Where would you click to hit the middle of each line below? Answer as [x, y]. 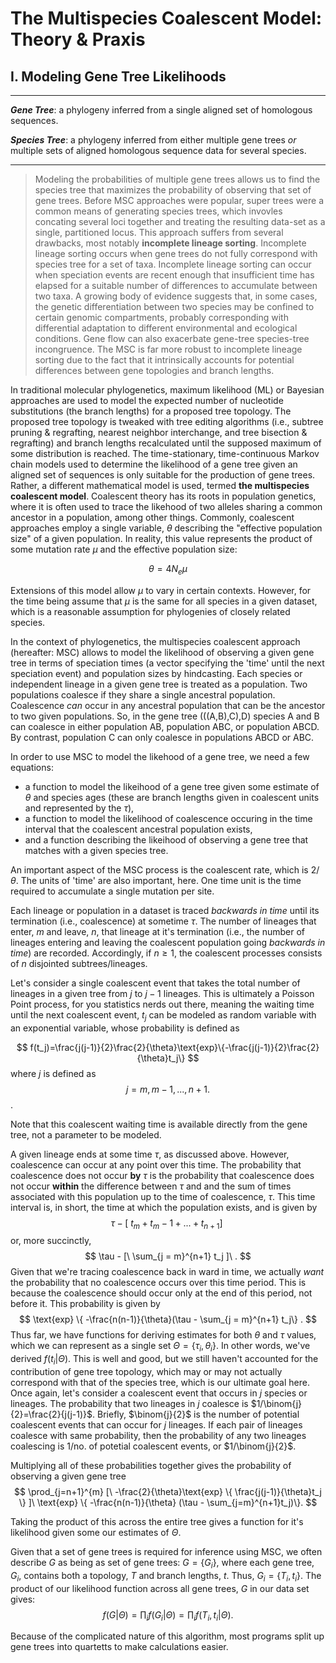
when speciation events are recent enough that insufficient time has [174, 275]
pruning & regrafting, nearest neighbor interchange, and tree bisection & [159, 432]
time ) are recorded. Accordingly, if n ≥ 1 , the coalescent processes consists [166, 953]
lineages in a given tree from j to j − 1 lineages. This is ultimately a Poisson [162, 993]
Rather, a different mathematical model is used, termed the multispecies [160, 485]
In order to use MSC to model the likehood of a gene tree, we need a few [160, 756]
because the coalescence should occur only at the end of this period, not [161, 1293]
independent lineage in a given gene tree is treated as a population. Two [159, 684]
